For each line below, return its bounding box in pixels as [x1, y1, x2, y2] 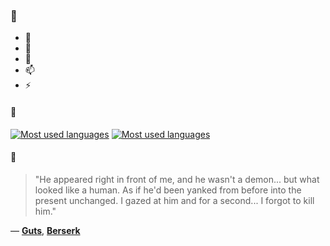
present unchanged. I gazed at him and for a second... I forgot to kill [34, 194, 315, 206]
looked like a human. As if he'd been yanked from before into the [34, 184, 302, 196]
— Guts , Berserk [10, 224, 81, 236]
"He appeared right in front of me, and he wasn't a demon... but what [34, 173, 320, 185]
